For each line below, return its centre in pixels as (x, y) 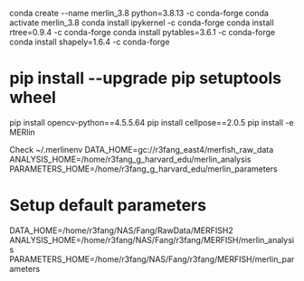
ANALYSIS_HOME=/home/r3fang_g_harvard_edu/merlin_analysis (130, 159)
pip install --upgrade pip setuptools (146, 78)
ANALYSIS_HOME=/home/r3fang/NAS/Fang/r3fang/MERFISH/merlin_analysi (152, 239)
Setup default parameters (108, 206)
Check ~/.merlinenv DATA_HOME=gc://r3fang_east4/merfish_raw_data (142, 149)
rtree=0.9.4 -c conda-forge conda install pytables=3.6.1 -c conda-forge (142, 32)
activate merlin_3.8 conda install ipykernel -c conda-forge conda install (142, 23)
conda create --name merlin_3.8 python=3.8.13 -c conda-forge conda (139, 13)
